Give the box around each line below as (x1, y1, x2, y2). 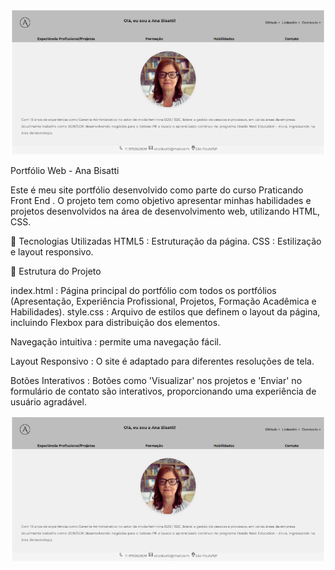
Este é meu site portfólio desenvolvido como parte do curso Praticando (10, 184, 304, 196)
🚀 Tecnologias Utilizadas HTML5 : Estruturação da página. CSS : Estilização (10, 235, 322, 247)
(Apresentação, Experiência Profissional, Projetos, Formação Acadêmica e (10, 295, 317, 307)
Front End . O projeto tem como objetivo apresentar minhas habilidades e (10, 194, 312, 206)
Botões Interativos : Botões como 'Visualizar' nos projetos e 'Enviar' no (10, 374, 303, 386)
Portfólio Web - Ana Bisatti (10, 164, 120, 176)
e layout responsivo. (10, 245, 94, 258)
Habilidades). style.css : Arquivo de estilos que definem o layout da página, (10, 305, 321, 318)
